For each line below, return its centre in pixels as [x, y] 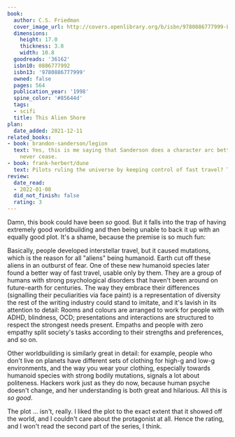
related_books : [29, 137]
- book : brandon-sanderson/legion [58, 144]
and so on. [23, 339]
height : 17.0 [39, 40]
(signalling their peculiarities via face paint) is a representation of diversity [114, 295]
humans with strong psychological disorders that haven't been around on [113, 280]
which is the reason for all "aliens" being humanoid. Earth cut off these [109, 258]
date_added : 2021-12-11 [48, 131]
